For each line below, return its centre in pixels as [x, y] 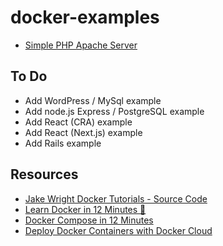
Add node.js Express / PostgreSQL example [114, 111]
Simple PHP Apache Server [81, 45]
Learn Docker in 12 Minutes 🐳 [85, 209]
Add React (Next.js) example [83, 132]
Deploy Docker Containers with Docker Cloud [118, 230]
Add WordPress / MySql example [93, 100]
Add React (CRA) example [78, 122]
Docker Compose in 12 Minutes [89, 220]
